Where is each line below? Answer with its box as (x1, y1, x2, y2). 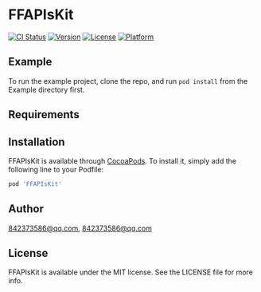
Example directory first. (8, 85, 85, 94)
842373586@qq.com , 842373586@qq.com (8, 223, 153, 233)
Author (8, 202, 44, 216)
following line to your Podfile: (8, 164, 104, 174)
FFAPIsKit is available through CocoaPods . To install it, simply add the (8, 156, 237, 165)
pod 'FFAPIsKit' (8, 180, 62, 188)
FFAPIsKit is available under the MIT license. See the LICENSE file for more (8, 267, 253, 277)
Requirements (8, 108, 80, 121)
